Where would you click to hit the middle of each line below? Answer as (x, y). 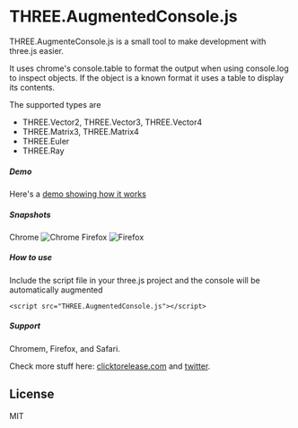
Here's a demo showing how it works (78, 194)
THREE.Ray (43, 151)
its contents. (32, 87)
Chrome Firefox (58, 237)
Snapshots (30, 214)
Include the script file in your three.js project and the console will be (135, 280)
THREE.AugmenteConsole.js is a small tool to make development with (138, 41)
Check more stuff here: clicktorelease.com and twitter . (110, 366)
